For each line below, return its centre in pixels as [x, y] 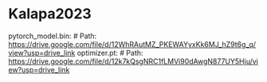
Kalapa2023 [50, 14]
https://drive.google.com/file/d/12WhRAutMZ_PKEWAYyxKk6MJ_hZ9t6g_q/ [132, 44]
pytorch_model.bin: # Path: [53, 36]
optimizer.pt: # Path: [110, 53]
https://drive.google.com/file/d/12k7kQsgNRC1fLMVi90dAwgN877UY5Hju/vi [133, 61]
